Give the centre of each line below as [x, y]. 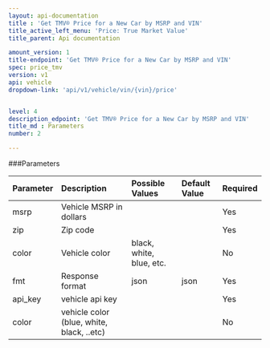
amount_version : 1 [39, 53]
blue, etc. [149, 263]
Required [240, 188]
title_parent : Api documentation [64, 38]
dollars [74, 217]
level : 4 [23, 111]
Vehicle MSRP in [92, 207]
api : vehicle [30, 82]
